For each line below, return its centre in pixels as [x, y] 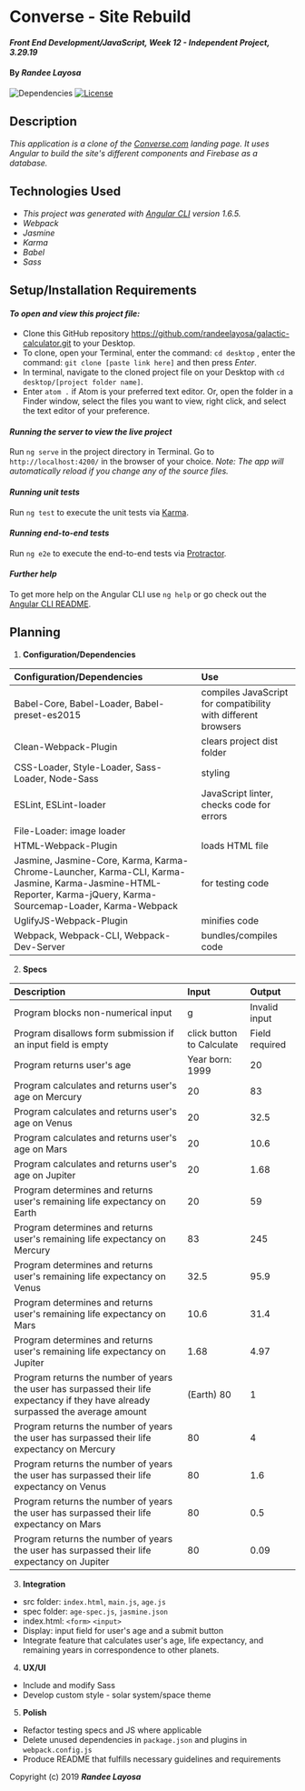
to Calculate [213, 1045]
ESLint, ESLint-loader [60, 805]
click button [212, 1033]
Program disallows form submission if [94, 1033]
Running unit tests [44, 492]
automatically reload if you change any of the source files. [119, 471]
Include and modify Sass [69, 1685]
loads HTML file [235, 845]
